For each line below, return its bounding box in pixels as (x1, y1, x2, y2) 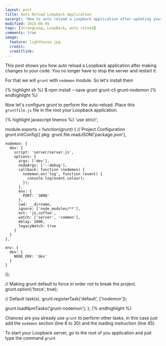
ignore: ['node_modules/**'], (18, 206, 81, 211)
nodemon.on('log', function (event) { (23, 172, 103, 176)
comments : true (5, 30, 37, 35)
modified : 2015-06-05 (5, 21, 50, 26)
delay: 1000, (18, 219, 45, 224)
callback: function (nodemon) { (18, 167, 85, 172)
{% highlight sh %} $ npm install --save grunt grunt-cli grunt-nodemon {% (5, 87, 157, 93)
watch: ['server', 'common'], (18, 215, 81, 220)
